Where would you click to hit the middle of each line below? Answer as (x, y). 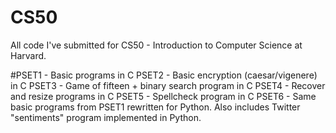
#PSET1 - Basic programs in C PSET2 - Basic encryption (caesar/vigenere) (164, 75)
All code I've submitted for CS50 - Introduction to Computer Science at (156, 45)
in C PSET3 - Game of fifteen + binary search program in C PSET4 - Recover (168, 85)
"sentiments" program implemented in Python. (106, 117)
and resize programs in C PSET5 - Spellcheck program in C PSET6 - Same (163, 96)
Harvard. (28, 55)
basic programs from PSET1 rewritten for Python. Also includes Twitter (155, 107)
